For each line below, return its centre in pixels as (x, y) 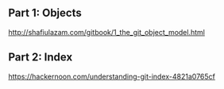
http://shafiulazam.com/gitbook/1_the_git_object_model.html (106, 32)
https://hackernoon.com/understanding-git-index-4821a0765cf (112, 76)
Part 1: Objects (45, 13)
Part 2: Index (41, 58)
